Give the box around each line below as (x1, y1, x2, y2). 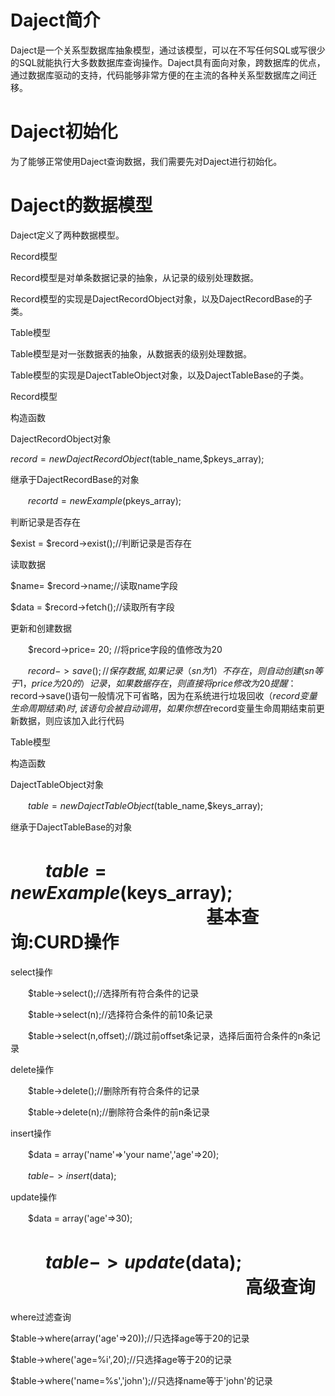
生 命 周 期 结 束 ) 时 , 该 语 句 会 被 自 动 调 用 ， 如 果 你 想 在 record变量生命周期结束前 (10, 702, 317, 714)
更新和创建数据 (10, 622, 72, 634)
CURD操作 (33, 931, 120, 953)
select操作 (10, 966, 53, 978)
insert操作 (10, 1127, 52, 1139)
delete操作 (10, 1063, 54, 1075)
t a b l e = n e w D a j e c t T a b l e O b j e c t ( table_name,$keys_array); (28, 799, 264, 811)
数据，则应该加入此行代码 (18, 714, 125, 726)
